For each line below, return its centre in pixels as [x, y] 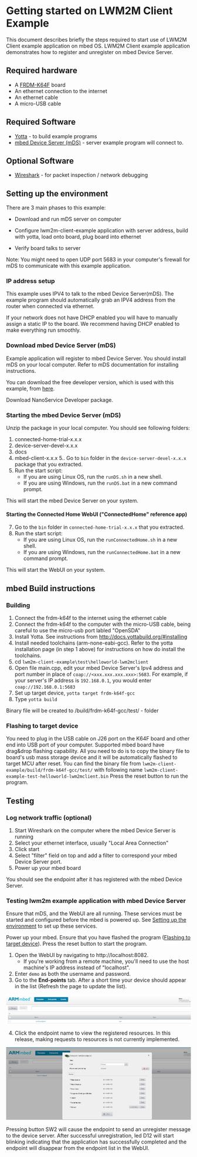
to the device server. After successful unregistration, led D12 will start [90, 1135]
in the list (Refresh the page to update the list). [71, 986]
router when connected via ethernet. [50, 306]
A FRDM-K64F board [40, 85]
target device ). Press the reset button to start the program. [77, 944]
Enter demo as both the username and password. [72, 974]
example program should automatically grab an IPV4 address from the [91, 300]
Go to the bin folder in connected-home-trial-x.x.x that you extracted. [99, 527]
